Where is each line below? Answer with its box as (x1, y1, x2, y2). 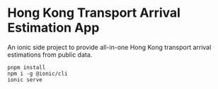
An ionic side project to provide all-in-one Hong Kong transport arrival (7, 43, 212, 51)
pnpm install (7, 64, 46, 71)
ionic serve (7, 76, 42, 83)
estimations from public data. (7, 50, 93, 59)
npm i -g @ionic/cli (7, 70, 69, 77)
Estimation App (7, 20, 100, 36)
